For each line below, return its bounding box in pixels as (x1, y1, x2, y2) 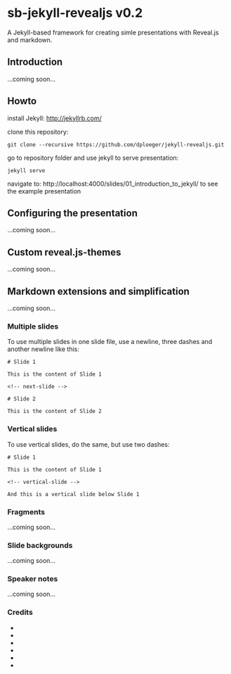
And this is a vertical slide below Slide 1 (7, 490, 140, 497)
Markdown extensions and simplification (7, 285, 190, 297)
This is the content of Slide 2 (7, 408, 102, 415)
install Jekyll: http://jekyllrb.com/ (7, 114, 102, 122)
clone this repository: (7, 127, 69, 136)
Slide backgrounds (7, 540, 73, 550)
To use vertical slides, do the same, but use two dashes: (7, 440, 170, 448)
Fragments (7, 507, 46, 516)
